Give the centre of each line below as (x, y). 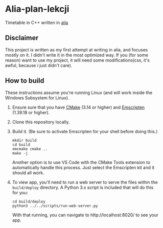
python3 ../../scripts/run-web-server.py (55, 206)
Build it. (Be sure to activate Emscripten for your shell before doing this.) (85, 131)
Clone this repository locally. (41, 122)
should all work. (28, 173)
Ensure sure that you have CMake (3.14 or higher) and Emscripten (78, 107)
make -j (20, 153)
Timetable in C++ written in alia (37, 23)
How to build (25, 81)
